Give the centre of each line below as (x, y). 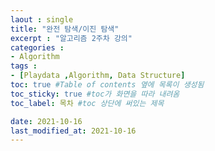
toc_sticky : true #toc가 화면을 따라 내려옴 (95, 94)
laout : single (42, 19)
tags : (24, 66)
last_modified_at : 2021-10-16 (73, 131)
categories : (37, 47)
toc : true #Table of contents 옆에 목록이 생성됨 (107, 85)
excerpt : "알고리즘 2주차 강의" (71, 38)
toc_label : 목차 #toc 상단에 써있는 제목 (87, 103)
